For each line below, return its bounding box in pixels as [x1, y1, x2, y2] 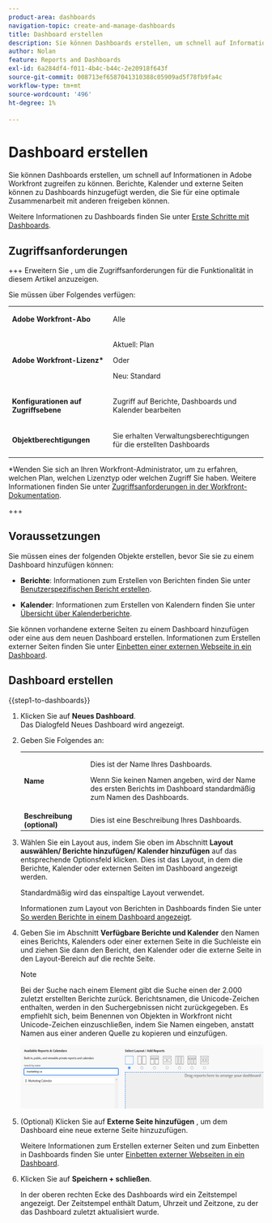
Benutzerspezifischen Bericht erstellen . [19, 584, 152, 594]
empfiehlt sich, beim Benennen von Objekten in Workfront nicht [19, 1011, 232, 1021]
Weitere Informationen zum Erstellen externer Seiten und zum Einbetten [19, 1141, 260, 1151]
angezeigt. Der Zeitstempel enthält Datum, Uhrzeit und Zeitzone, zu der [19, 1199, 259, 1208]
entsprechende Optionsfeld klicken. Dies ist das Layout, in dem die [19, 855, 243, 865]
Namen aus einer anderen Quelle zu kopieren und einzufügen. [19, 1028, 228, 1039]
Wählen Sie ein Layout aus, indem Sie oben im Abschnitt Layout [19, 837, 233, 848]
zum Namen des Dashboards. [90, 793, 189, 802]
